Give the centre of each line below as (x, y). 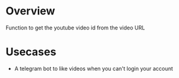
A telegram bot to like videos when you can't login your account (93, 68)
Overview (30, 11)
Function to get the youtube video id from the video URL (75, 28)
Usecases (31, 52)
